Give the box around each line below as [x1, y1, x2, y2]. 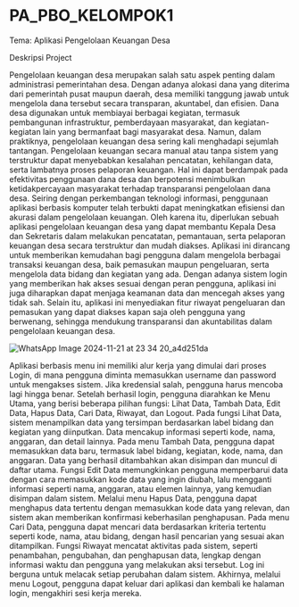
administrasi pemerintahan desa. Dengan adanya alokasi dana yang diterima [9, 79, 290, 89]
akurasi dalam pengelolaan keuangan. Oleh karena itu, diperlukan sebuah [9, 212, 279, 222]
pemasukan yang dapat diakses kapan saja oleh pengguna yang [9, 306, 245, 317]
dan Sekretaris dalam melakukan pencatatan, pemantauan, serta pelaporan [9, 230, 286, 241]
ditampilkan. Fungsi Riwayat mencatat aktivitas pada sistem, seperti [9, 540, 259, 551]
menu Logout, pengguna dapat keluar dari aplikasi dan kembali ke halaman [9, 578, 285, 589]
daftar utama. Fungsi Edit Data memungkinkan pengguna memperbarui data [9, 464, 288, 475]
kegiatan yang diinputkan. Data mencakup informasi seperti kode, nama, [9, 426, 276, 437]
